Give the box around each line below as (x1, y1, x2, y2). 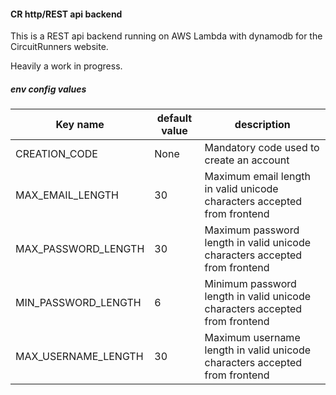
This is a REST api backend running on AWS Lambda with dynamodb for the (10, 30, 323, 42)
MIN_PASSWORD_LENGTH (15, 296, 142, 310)
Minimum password (204, 277, 297, 291)
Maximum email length (204, 170, 311, 184)
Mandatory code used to (204, 141, 320, 155)
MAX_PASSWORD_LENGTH (15, 242, 145, 256)
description (234, 118, 291, 132)
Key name (55, 118, 105, 132)
